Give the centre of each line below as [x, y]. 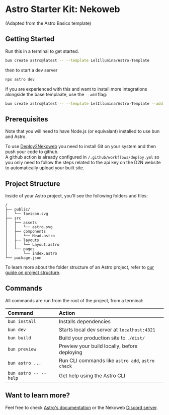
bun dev [17, 329]
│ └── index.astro [31, 253]
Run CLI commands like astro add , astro [107, 360]
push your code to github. [32, 152]
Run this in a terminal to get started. [42, 51]
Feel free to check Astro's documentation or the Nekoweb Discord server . [81, 407]
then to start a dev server [31, 70]
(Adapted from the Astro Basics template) [48, 23]
